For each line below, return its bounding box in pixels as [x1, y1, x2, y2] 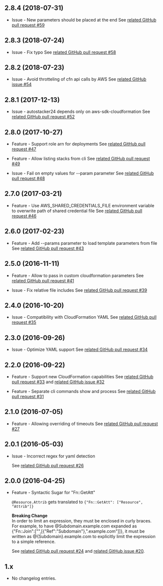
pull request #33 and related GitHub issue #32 [11, 379, 105, 385]
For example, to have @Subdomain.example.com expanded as [11, 523, 137, 529]
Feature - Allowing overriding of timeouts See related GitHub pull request [11, 420, 158, 427]
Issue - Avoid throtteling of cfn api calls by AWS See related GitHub [11, 76, 146, 82]
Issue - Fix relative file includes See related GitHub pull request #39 [11, 287, 147, 293]
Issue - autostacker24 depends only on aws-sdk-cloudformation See [11, 109, 150, 114]
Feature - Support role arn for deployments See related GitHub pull [11, 141, 145, 147]
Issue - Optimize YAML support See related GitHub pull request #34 [11, 347, 148, 352]
